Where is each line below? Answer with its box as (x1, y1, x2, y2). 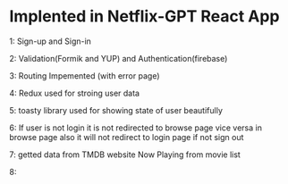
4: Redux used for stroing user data (9, 88, 140, 98)
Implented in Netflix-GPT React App (9, 6, 280, 27)
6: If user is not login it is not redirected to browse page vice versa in (9, 122, 262, 133)
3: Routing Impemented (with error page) (9, 70, 160, 81)
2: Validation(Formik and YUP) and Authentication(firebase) (9, 53, 228, 63)
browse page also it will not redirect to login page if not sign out (9, 131, 244, 142)
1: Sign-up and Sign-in (9, 36, 92, 46)
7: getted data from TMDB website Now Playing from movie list (9, 149, 241, 160)
